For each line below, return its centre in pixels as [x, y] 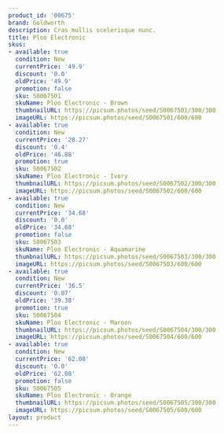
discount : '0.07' [44, 293]
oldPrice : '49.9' [44, 81]
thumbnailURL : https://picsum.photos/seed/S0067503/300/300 [116, 256]
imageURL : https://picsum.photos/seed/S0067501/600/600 [108, 118]
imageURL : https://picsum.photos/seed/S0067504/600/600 [108, 337]
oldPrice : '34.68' [46, 228]
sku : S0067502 [38, 169]
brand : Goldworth [37, 23]
